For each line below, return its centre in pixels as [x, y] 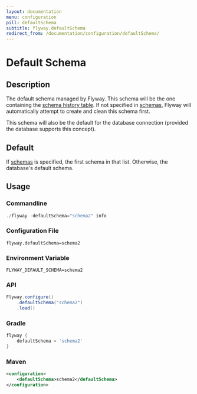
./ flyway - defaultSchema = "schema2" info [57, 216]
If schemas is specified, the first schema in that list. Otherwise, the [87, 162]
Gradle [16, 323]
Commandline [27, 203]
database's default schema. [40, 168]
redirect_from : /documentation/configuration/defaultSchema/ [83, 34]
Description [28, 84]
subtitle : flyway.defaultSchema [46, 28]
